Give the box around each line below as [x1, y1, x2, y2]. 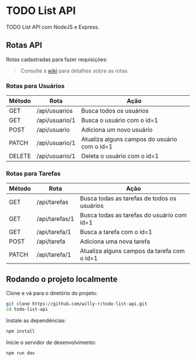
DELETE [9, 152, 31, 160]
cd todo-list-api [6, 307, 48, 313]
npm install [6, 328, 35, 334]
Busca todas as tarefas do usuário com [79, 211, 187, 220]
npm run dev [6, 350, 35, 356]
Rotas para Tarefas [6, 169, 61, 178]
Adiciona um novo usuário [81, 126, 153, 134]
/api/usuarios [36, 107, 73, 115]
